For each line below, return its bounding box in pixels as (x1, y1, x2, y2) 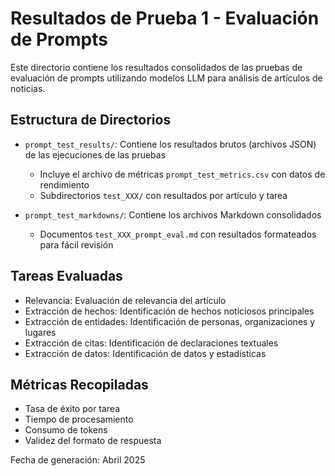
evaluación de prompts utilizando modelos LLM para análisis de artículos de (10, 72, 323, 84)
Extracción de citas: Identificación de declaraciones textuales (24, 337, 279, 349)
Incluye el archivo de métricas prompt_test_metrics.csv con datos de (39, 168, 326, 180)
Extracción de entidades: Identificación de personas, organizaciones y (24, 315, 316, 327)
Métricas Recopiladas (10, 376, 149, 393)
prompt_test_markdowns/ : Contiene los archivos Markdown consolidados (24, 208, 322, 221)
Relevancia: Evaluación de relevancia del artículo (24, 294, 227, 306)
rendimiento (39, 178, 90, 191)
